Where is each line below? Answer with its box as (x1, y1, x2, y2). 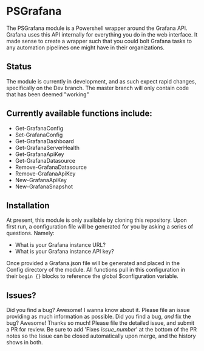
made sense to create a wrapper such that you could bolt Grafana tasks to (6, 37, 192, 44)
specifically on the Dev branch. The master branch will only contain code (6, 84, 189, 91)
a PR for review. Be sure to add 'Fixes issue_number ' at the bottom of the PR (6, 326, 197, 333)
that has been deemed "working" (6, 90, 89, 98)
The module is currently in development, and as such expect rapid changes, (6, 77, 197, 85)
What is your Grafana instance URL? (15, 241, 106, 249)
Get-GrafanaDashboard (15, 137, 74, 144)
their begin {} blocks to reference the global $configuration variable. (6, 272, 179, 280)
